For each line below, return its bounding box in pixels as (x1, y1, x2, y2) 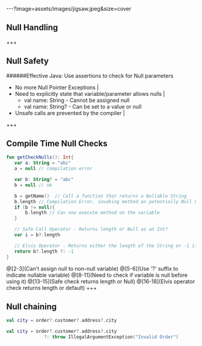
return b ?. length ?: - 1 (14, 248, 74, 254)
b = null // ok (14, 182, 52, 188)
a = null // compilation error (14, 166, 93, 172)
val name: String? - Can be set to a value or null (23, 102, 142, 110)
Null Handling (6, 22, 58, 33)
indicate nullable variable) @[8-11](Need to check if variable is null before (6, 271, 188, 278)
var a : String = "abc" (14, 160, 71, 166)
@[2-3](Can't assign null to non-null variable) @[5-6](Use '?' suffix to (6, 265, 179, 272)
